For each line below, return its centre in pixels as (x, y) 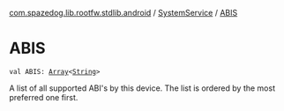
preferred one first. (44, 97)
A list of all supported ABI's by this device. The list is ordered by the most (142, 88)
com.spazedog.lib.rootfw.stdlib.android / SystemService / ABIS (123, 13)
